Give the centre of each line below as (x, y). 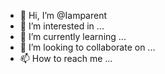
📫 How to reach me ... (66, 58)
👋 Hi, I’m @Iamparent (63, 15)
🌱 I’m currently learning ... (73, 36)
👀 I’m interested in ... (62, 26)
